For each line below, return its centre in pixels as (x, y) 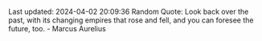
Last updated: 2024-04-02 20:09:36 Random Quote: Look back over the (129, 12)
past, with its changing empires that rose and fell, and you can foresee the (131, 20)
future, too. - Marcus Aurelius (57, 29)
